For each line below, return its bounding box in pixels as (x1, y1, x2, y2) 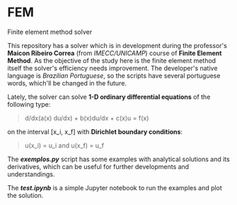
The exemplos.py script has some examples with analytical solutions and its (7, 155, 230, 163)
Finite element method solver (7, 28, 93, 36)
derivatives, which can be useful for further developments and (7, 162, 190, 170)
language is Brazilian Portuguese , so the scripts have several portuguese (7, 71, 221, 80)
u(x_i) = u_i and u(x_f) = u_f (24, 141, 105, 149)
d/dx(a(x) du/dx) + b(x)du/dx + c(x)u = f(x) (24, 114, 149, 122)
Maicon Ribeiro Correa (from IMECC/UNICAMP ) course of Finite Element (7, 49, 222, 57)
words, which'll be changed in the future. (7, 78, 127, 87)
